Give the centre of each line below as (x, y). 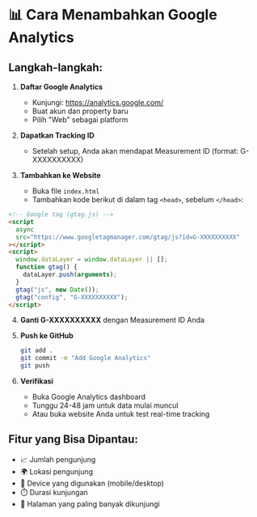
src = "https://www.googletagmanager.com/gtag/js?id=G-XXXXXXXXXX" (128, 237)
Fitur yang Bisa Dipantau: (74, 440)
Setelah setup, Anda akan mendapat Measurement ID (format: (135, 151)
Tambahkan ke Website (60, 175)
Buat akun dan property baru (80, 111)
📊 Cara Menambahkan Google (113, 15)
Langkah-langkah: (56, 68)
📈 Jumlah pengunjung (58, 459)
